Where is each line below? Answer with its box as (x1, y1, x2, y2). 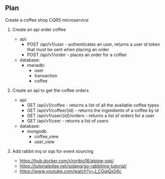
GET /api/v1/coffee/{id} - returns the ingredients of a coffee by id (27, 107, 159, 113)
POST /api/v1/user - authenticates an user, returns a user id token (27, 41, 160, 47)
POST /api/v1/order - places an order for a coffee (27, 52, 127, 58)
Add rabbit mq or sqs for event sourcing (12, 148, 94, 154)
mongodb (27, 128, 47, 134)
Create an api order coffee (12, 27, 66, 32)
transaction (34, 72, 58, 78)
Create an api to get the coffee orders (12, 87, 89, 93)
